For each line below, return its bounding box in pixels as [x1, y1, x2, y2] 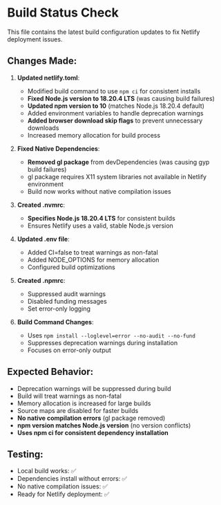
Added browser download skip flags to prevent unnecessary [27, 116, 203, 125]
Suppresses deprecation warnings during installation [27, 338, 178, 347]
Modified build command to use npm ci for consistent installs [27, 86, 201, 95]
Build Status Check [7, 5, 119, 21]
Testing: [7, 448, 44, 460]
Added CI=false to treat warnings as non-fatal [27, 248, 159, 257]
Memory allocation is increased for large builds [17, 399, 151, 407]
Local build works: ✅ [17, 467, 77, 475]
